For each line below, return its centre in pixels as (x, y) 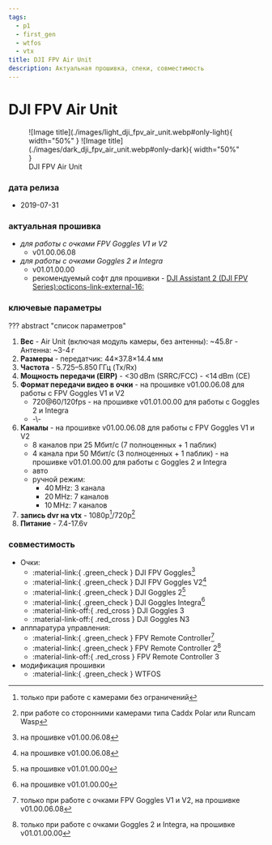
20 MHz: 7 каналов (76, 496)
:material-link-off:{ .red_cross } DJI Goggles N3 (111, 620)
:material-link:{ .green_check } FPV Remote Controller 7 (123, 637)
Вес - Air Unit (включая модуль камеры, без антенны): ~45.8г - (129, 341)
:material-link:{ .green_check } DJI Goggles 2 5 (109, 591)
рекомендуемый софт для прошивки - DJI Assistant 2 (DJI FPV (140, 278)
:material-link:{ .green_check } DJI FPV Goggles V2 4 (119, 581)
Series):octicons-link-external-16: (88, 287)
